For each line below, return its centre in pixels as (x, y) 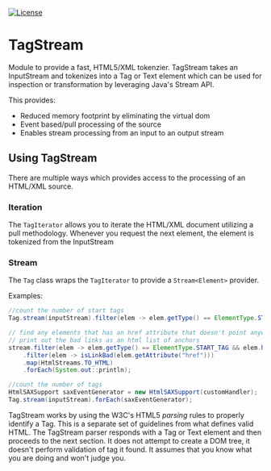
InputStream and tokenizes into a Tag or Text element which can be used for (135, 76)
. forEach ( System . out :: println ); (77, 370)
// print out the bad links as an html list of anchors (104, 340)
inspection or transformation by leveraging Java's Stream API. (111, 84)
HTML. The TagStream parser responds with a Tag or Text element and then (135, 432)
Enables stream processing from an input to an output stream (122, 132)
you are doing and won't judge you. (67, 458)
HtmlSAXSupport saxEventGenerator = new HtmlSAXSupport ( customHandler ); (133, 392)
